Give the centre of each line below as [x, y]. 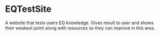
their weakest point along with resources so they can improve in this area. [80, 28]
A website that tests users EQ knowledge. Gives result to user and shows [80, 23]
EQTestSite [28, 9]
